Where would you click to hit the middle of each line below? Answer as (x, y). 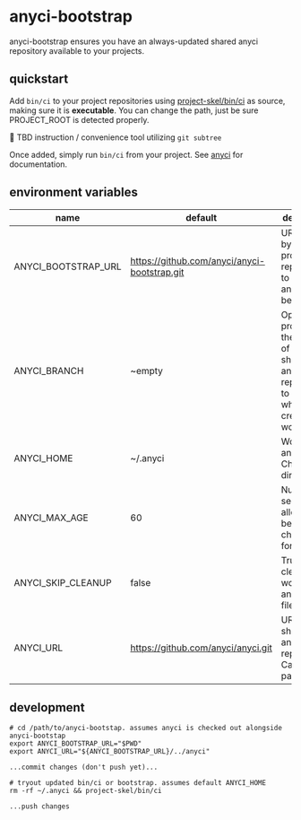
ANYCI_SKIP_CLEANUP (63, 582)
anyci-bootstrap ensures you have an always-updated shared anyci (133, 41)
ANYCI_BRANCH (49, 371)
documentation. (39, 164)
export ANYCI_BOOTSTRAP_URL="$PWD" (76, 744)
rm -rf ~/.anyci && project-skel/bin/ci (86, 791)
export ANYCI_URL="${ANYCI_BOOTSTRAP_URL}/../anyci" (110, 752)
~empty (147, 371)
